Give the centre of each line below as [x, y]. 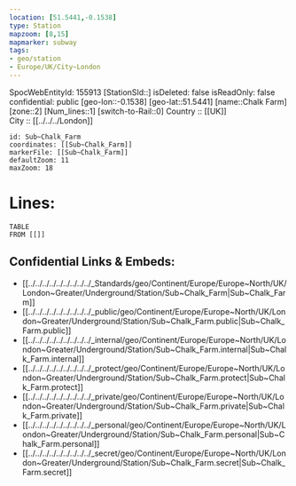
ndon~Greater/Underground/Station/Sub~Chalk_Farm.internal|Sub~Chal [154, 349]
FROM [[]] [27, 235]
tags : [19, 51]
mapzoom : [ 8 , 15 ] [39, 34]
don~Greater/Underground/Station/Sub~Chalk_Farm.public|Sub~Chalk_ [153, 321]
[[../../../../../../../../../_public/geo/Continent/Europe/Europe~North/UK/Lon [154, 311]
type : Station [35, 26]
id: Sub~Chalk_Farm [45, 137]
